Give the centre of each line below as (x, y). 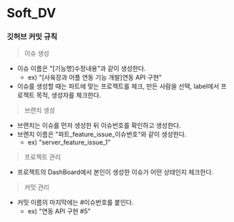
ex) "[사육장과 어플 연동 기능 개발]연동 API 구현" (95, 78)
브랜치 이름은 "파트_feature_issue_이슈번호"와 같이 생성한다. (102, 134)
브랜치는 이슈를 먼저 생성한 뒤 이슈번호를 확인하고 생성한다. (99, 125)
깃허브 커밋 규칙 (32, 37)
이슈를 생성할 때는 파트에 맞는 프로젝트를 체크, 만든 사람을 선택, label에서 (118, 86)
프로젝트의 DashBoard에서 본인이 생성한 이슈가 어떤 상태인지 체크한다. (115, 172)
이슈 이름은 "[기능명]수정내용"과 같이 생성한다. (81, 68)
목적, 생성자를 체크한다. (68, 95)
